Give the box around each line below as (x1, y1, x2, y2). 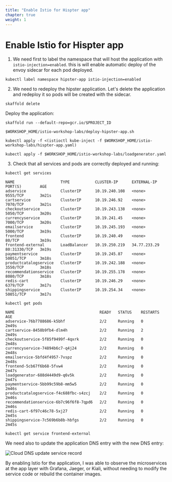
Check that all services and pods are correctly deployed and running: (12, 161, 160, 167)
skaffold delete (5, 101, 40, 107)
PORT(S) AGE (5, 184, 47, 189)
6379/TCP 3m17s (5, 283, 52, 288)
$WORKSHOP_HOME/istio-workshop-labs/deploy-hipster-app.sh (5, 129, 135, 134)
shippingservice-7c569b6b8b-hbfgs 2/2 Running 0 (5, 418, 144, 423)
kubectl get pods (5, 301, 43, 306)
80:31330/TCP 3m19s (5, 247, 52, 252)
